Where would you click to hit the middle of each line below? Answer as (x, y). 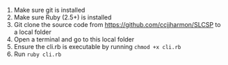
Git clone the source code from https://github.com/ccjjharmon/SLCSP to (117, 25)
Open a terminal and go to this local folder (74, 39)
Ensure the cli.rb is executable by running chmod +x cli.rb (97, 47)
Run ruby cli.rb (38, 54)
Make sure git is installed (49, 10)
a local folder (33, 32)
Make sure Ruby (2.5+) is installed (63, 17)
